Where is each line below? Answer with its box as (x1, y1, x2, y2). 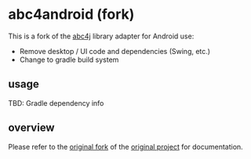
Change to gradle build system (19, 55, 119, 64)
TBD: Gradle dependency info (8, 98, 104, 107)
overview (8, 121, 55, 135)
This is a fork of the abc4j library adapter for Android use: (8, 31, 195, 41)
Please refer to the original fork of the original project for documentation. (8, 142, 243, 151)
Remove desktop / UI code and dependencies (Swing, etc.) (19, 46, 210, 56)
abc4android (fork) (8, 5, 135, 23)
